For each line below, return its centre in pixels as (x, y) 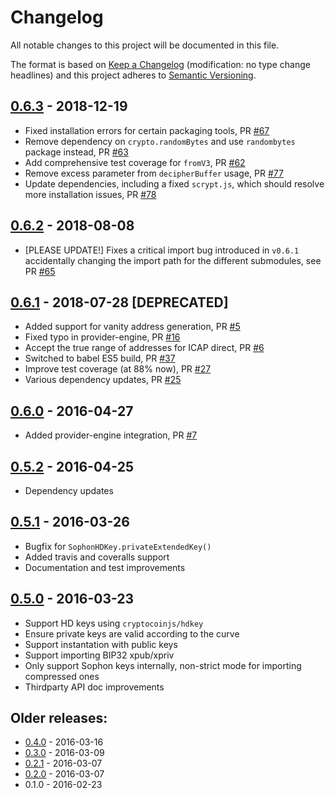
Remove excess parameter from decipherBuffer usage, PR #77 (154, 173)
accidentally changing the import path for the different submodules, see (173, 260)
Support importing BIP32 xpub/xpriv (99, 655)
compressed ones (62, 676)
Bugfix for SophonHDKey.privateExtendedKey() (118, 546)
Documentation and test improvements (105, 567)
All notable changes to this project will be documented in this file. (145, 45)
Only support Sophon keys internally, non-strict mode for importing (163, 665)
